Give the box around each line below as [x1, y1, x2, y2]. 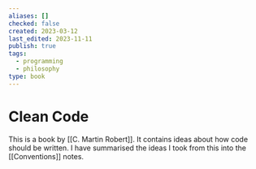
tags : [8, 50, 27, 58]
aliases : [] [8, 11, 49, 20]
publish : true [8, 42, 57, 50]
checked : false [8, 19, 60, 28]
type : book [8, 72, 46, 80]
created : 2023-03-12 [8, 27, 79, 35]
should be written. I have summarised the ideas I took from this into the [8, 143, 246, 153]
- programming [15, 58, 63, 66]
